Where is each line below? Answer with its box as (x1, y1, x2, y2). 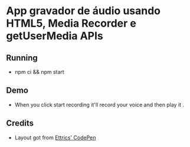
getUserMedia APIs (6, 30, 103, 43)
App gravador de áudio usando (6, 4, 161, 18)
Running (6, 53, 38, 63)
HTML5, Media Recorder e (6, 17, 137, 30)
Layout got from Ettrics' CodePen (14, 134, 96, 141)
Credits (6, 118, 34, 128)
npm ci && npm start (14, 68, 65, 75)
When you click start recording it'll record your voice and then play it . (14, 101, 185, 108)
